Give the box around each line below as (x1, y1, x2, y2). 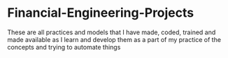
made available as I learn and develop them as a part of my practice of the (7, 35, 222, 43)
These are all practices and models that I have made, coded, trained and (7, 28, 216, 36)
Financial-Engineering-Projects (7, 5, 194, 21)
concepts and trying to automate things (7, 43, 121, 51)
